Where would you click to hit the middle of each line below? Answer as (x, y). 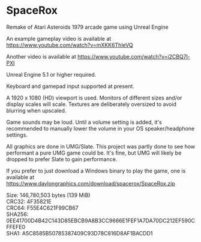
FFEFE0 (16, 227)
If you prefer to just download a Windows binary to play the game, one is (96, 171)
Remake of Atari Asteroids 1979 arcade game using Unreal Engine (88, 27)
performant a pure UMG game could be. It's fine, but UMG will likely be (94, 153)
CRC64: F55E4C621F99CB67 (43, 208)
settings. (17, 135)
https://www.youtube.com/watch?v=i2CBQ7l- (134, 56)
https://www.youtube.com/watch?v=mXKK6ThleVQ (70, 45)
